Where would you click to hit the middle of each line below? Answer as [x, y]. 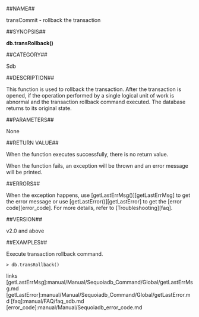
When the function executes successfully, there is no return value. [87, 154]
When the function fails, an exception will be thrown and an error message [97, 166]
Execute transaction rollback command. [55, 254]
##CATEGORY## [27, 55]
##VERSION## [24, 219]
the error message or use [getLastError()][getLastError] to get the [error [94, 201]
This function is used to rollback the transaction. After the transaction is [94, 89]
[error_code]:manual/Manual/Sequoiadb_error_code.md [74, 307]
